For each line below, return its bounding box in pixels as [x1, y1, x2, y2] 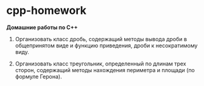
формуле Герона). [15, 73, 62, 80]
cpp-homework [6, 4, 86, 18]
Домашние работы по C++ [6, 24, 78, 31]
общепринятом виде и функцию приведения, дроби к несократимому [15, 42, 198, 49]
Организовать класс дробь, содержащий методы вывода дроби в [15, 35, 188, 42]
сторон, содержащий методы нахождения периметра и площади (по [15, 66, 195, 73]
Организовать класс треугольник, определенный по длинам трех [15, 60, 187, 67]
